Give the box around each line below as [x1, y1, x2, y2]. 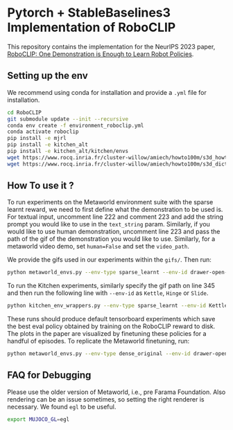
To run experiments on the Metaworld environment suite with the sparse [7, 198, 214, 206]
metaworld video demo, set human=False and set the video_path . [7, 242, 189, 251]
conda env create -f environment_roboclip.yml [7, 122, 144, 129]
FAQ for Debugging [7, 369, 92, 382]
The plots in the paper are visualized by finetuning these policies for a [7, 330, 207, 338]
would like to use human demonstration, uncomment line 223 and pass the [7, 227, 221, 236]
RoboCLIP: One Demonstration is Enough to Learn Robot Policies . [7, 50, 194, 58]
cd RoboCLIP [7, 109, 42, 116]
